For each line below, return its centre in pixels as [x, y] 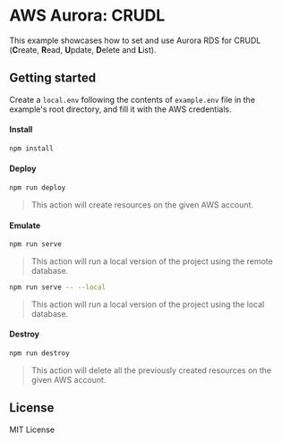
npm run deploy [38, 188]
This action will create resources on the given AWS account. [142, 204]
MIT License [32, 429]
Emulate [25, 225]
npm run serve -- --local [57, 287]
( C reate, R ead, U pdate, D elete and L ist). [83, 49]
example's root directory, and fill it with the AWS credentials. [120, 109]
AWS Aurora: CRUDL [87, 16]
